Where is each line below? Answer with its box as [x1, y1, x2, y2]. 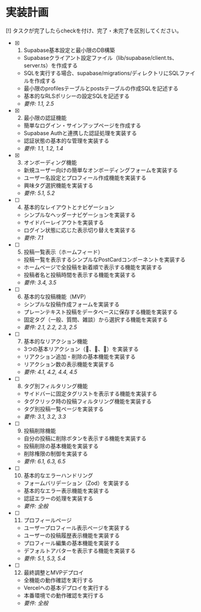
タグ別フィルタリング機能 [23, 382, 88, 389]
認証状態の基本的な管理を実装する [23, 137, 110, 144]
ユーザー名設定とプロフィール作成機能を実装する [23, 174, 147, 181]
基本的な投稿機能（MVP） [23, 293, 90, 300]
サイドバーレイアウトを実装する [23, 218, 104, 226]
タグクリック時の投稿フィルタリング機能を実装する [23, 397, 152, 405]
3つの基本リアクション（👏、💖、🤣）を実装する [23, 345, 139, 352]
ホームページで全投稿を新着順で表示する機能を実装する [23, 264, 163, 271]
